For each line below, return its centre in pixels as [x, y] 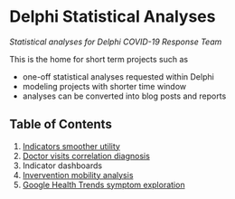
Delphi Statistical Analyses [113, 17]
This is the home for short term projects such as [99, 59]
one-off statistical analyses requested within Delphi [118, 76]
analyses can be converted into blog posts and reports [124, 96]
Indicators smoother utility [71, 146]
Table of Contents [61, 124]
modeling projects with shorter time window [104, 86]
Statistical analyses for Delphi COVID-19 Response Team [116, 42]
